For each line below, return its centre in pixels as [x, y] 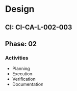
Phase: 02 [21, 44]
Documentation [28, 84]
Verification [24, 79]
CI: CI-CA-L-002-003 [38, 27]
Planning [21, 69]
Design [20, 9]
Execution [22, 74]
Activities [17, 58]
